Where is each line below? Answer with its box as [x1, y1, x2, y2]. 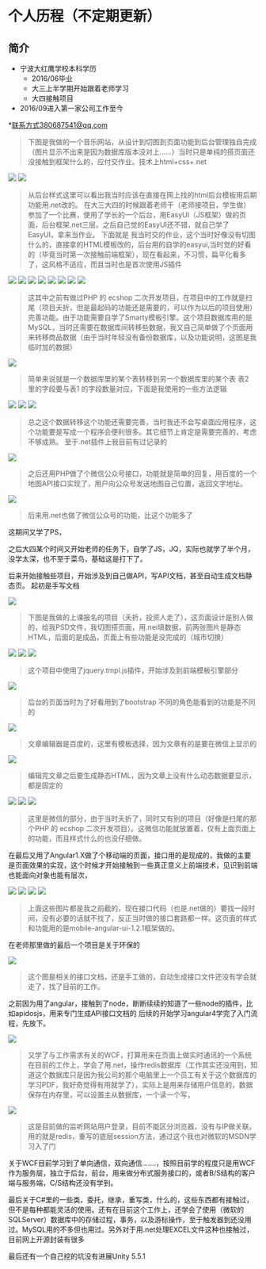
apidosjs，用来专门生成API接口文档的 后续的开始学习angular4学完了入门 [14, 1009, 251, 1018]
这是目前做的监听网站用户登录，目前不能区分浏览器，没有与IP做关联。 [27, 1121, 256, 1131]
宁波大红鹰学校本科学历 [19, 64, 97, 73]
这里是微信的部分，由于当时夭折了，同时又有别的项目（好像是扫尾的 [27, 814, 250, 823]
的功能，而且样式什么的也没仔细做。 [27, 834, 146, 843]
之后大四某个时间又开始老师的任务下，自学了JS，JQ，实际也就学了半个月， [8, 544, 255, 554]
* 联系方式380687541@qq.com [8, 121, 108, 129]
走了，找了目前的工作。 [27, 982, 104, 991]
